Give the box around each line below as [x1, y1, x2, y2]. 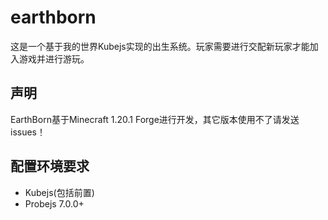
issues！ [10, 126, 46, 138]
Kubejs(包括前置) [24, 186, 95, 198]
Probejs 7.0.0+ [24, 197, 85, 210]
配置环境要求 [10, 158, 90, 175]
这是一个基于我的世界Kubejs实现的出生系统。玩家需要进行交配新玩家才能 [10, 40, 310, 52]
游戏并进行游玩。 [18, 52, 90, 65]
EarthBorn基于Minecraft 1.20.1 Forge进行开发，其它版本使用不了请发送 [10, 113, 300, 125]
